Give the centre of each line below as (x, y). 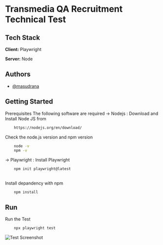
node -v (22, 146)
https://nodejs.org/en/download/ (48, 128)
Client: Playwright (23, 49)
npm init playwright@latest (42, 169)
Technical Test (35, 19)
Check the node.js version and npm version (49, 137)
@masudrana (25, 86)
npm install (26, 192)
